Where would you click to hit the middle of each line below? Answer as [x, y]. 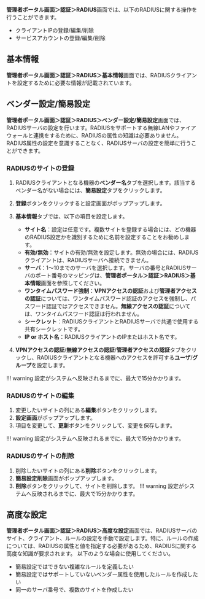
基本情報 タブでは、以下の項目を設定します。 [72, 216]
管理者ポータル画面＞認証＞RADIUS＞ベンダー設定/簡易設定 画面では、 [96, 120]
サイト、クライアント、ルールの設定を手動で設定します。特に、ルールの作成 [103, 538]
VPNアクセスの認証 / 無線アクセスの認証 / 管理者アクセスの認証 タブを [101, 350]
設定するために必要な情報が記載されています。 [76, 83]
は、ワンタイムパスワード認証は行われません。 [83, 314]
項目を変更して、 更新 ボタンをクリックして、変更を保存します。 [95, 425]
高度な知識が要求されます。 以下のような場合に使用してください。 [90, 554]
